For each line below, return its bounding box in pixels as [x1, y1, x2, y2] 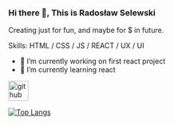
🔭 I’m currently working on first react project [19, 56, 166, 67]
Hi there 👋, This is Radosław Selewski [8, 7, 156, 18]
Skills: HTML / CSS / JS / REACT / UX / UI [8, 41, 144, 50]
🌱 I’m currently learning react [19, 65, 116, 75]
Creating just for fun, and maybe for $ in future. [8, 26, 164, 35]
